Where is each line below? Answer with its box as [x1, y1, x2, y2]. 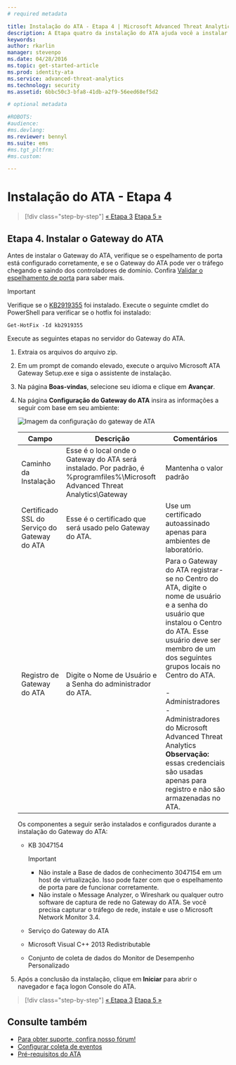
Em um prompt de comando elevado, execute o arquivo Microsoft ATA [17, 362, 221, 369]
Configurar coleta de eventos [17, 1042, 103, 1050]
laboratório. [165, 545, 204, 555]
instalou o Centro [165, 618, 223, 627]
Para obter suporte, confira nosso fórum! [17, 1035, 136, 1043]
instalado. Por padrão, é [65, 463, 145, 472]
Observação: [165, 749, 209, 759]
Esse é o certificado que [65, 514, 146, 524]
